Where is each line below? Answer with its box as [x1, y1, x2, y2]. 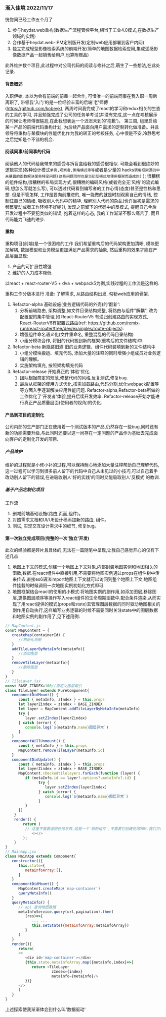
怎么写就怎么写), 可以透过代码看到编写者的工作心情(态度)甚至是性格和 [15, 185, 157, 191]
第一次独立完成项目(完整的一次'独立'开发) [5, 535, 90, 541]
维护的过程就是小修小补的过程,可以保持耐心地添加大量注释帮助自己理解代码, [5, 462, 160, 468]
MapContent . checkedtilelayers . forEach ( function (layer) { [18, 771, 140, 776]
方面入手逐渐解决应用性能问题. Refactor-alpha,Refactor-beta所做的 [24, 387, 160, 393]
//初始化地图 [18, 637, 41, 642]
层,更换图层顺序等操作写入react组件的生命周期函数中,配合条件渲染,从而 [12, 595, 157, 601]
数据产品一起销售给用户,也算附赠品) [16, 52, 89, 58]
